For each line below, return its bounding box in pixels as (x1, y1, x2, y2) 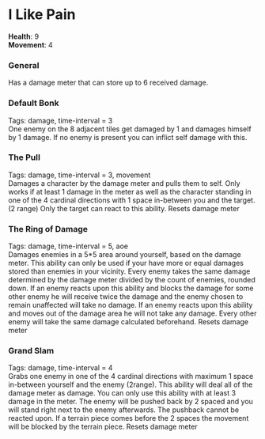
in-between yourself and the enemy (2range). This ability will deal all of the (8, 380, 253, 389)
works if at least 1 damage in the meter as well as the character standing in (8, 187, 252, 196)
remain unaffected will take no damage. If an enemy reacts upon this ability (8, 301, 253, 310)
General (8, 59, 40, 70)
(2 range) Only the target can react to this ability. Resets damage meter (8, 203, 240, 213)
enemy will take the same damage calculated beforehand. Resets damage (8, 317, 249, 327)
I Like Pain (8, 6, 76, 24)
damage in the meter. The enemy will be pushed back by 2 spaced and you (8, 397, 253, 407)
